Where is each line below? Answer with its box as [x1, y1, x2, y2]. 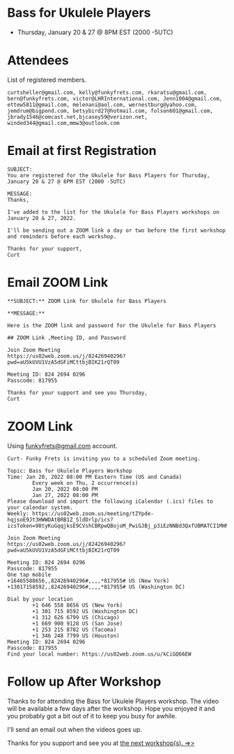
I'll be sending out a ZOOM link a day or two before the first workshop [7, 227, 226, 234]
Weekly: [7, 510, 30, 517]
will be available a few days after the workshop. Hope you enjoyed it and [7, 704, 215, 713]
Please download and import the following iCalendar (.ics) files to [7, 498, 214, 505]
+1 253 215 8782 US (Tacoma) [32, 626, 117, 633]
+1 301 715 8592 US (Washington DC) [32, 607, 139, 615]
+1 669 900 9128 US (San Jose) [32, 620, 123, 627]
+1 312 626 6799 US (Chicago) [32, 614, 120, 621]
